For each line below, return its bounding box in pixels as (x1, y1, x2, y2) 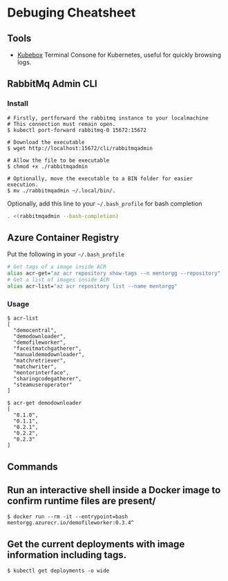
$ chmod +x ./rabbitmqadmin (7, 163, 88, 170)
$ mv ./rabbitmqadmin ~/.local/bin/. (7, 187, 116, 194)
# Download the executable (7, 138, 85, 146)
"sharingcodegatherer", (13, 376, 82, 382)
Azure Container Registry (7, 232, 120, 243)
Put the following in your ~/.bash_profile (7, 250, 124, 259)
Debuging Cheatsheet (7, 5, 136, 21)
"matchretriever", (13, 358, 67, 365)
